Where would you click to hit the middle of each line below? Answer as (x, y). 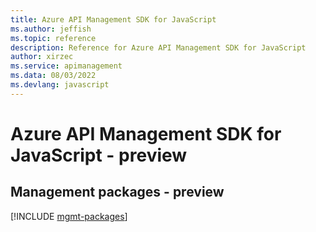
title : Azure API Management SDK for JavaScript (113, 19)
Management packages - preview (117, 192)
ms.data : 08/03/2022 (53, 76)
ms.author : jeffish (51, 29)
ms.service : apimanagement (66, 66)
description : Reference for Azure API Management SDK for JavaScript (158, 47)
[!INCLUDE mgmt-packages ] (69, 216)
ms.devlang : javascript (60, 85)
